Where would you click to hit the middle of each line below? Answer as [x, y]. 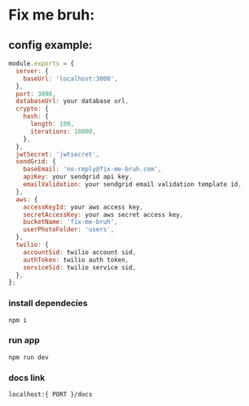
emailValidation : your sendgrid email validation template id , [133, 184]
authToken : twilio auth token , [76, 260]
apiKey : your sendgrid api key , [78, 177]
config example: [50, 45]
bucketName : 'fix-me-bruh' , [70, 222]
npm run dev [28, 357]
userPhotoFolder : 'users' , [69, 230]
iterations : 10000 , [63, 132]
